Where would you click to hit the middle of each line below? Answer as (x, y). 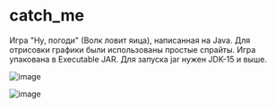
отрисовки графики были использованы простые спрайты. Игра (133, 49)
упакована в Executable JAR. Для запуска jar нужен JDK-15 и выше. (138, 59)
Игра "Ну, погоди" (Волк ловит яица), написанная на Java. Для (130, 40)
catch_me (47, 16)
